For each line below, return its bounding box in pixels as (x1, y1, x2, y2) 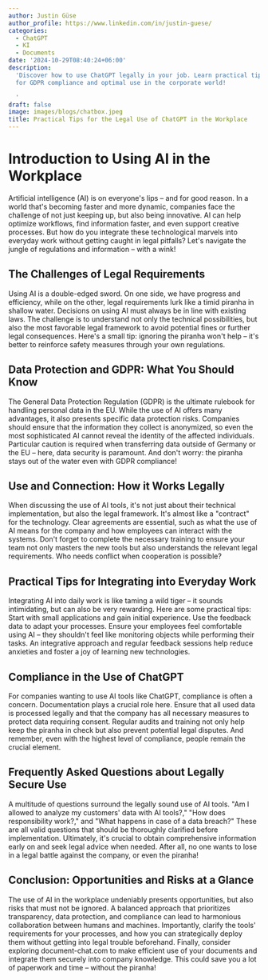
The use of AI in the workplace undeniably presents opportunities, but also (8, 894, 254, 904)
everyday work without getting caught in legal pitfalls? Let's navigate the (8, 235, 246, 245)
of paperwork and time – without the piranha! (8, 962, 157, 972)
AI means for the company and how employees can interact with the (8, 526, 233, 536)
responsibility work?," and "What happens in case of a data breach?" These (8, 816, 257, 826)
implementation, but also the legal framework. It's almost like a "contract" (8, 509, 250, 518)
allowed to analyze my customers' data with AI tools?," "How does (8, 807, 226, 817)
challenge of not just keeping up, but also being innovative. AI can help (8, 210, 242, 220)
